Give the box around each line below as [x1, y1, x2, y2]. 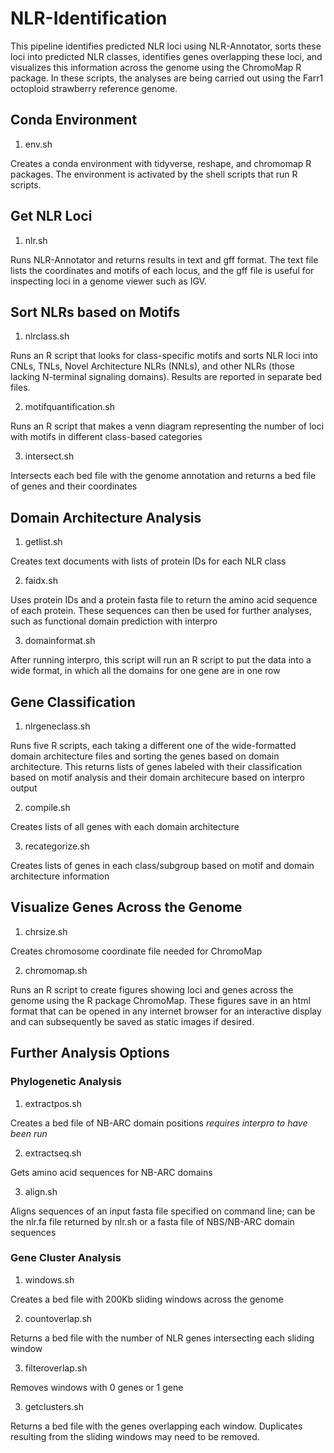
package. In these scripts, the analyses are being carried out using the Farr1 [10, 72, 324, 84]
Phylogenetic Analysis [10, 1075, 122, 1089]
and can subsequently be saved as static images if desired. [10, 1015, 255, 1027]
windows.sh [24, 1273, 75, 1286]
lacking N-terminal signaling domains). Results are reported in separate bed [10, 371, 323, 383]
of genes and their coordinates [10, 480, 138, 492]
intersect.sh [24, 450, 75, 462]
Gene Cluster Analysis [10, 1251, 122, 1265]
